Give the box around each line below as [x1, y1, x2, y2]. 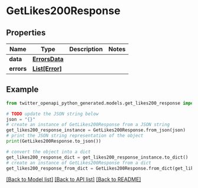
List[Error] [32, 65, 62, 72]
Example [6, 84, 39, 95]
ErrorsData [32, 55, 64, 63]
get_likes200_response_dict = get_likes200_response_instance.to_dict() [6, 154, 189, 160]
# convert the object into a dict [6, 149, 91, 154]
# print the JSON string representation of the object [6, 133, 144, 139]
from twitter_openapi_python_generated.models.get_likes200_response [6, 100, 181, 106]
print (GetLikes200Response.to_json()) [6, 138, 101, 144]
